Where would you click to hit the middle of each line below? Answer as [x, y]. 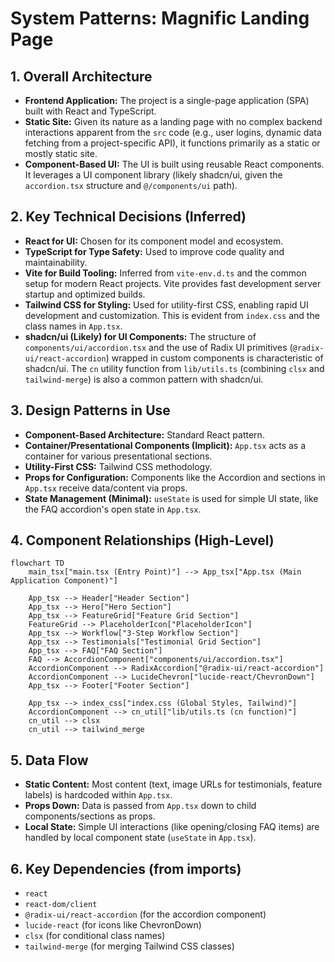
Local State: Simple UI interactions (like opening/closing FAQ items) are [172, 827]
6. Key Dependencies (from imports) [126, 868]
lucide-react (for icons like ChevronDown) [113, 925]
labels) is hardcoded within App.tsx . [98, 795]
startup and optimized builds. [85, 294]
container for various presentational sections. [118, 456]
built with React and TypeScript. [90, 111]
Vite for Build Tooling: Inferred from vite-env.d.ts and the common [165, 273]
